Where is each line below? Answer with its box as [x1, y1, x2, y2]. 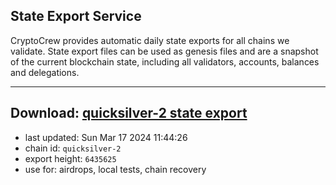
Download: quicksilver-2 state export [10, 105, 248, 122]
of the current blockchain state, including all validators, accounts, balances [10, 55, 320, 68]
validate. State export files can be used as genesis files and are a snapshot [10, 45, 319, 57]
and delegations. [10, 66, 80, 78]
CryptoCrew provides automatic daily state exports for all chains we [10, 34, 290, 46]
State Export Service [10, 8, 142, 25]
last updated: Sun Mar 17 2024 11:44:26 [24, 131, 188, 143]
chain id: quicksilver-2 [24, 142, 122, 154]
